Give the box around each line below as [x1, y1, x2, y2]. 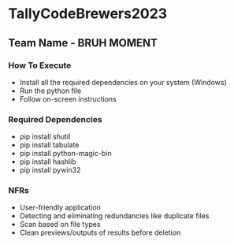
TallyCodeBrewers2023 [8, 5, 168, 23]
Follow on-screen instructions [19, 94, 117, 103]
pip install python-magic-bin [19, 149, 112, 158]
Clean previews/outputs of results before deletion [19, 228, 181, 237]
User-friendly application [19, 202, 101, 213]
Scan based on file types [19, 220, 101, 229]
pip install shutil [19, 132, 71, 142]
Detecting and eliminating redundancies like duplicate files [19, 211, 210, 221]
